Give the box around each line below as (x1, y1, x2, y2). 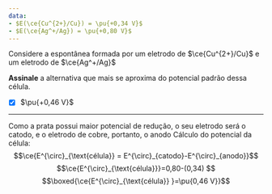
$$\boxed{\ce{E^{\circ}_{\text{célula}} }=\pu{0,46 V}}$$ (41, 176, 231, 186)
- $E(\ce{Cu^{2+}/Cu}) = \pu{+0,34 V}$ (8, 19, 143, 27)
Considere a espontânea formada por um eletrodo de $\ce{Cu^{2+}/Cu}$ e (8, 49, 260, 59)
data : (8, 11, 27, 20)
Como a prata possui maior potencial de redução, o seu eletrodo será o (8, 121, 246, 131)
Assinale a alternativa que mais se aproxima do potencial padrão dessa (8, 74, 247, 83)
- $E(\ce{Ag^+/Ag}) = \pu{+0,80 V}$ (8, 27, 132, 35)
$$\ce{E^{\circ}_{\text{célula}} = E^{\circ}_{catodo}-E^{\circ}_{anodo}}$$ (13, 151, 259, 161)
